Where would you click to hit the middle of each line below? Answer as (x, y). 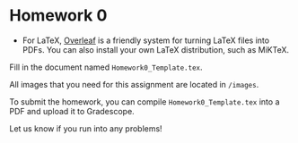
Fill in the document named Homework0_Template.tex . (106, 67)
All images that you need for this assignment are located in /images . (134, 84)
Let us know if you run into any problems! (86, 128)
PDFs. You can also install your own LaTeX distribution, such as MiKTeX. (156, 49)
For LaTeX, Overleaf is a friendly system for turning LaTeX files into (146, 40)
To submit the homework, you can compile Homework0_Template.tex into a (145, 101)
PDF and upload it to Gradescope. (72, 111)
